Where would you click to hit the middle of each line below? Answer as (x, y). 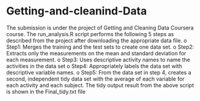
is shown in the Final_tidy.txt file (46, 91)
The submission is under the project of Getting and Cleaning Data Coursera (100, 28)
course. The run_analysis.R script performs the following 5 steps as (90, 34)
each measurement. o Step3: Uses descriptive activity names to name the (98, 60)
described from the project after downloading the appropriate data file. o (97, 40)
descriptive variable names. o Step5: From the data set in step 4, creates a (99, 72)
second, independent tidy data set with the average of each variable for (95, 79)
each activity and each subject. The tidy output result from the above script (100, 85)
